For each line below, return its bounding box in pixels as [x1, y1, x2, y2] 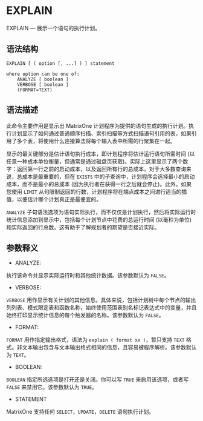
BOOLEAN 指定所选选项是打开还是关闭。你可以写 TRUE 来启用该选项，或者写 [6, 376, 189, 383]
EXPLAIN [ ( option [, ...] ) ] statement [6, 60, 115, 67]
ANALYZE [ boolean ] [17, 76, 69, 82]
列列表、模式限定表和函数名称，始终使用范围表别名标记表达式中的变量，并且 [6, 304, 197, 311]
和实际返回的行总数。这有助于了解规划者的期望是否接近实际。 [6, 224, 160, 231]
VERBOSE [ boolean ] [17, 81, 69, 88]
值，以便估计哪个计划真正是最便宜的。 [6, 195, 101, 203]
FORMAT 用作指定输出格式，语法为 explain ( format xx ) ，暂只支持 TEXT [6, 336, 185, 343]
